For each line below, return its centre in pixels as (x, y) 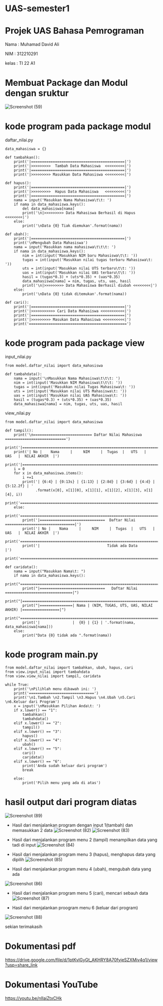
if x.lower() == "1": (35, 710)
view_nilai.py (18, 413)
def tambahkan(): (23, 158)
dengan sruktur (37, 93)
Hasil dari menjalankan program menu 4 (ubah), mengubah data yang (81, 869)
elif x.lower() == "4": (38, 740)
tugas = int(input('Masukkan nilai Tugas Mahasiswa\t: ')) (75, 387)
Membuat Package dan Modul (66, 83)
